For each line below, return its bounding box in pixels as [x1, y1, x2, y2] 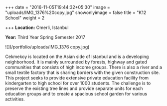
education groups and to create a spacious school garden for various [5, 91, 148, 96]
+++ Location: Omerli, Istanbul [5, 24, 69, 30]
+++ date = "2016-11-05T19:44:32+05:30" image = [5, 4, 111, 10]
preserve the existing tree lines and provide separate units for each [5, 85, 143, 91]
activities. [5, 96, 25, 102]
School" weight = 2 [5, 15, 45, 20]
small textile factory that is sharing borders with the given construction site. [5, 69, 160, 75]
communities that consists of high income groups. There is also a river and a [5, 64, 163, 70]
